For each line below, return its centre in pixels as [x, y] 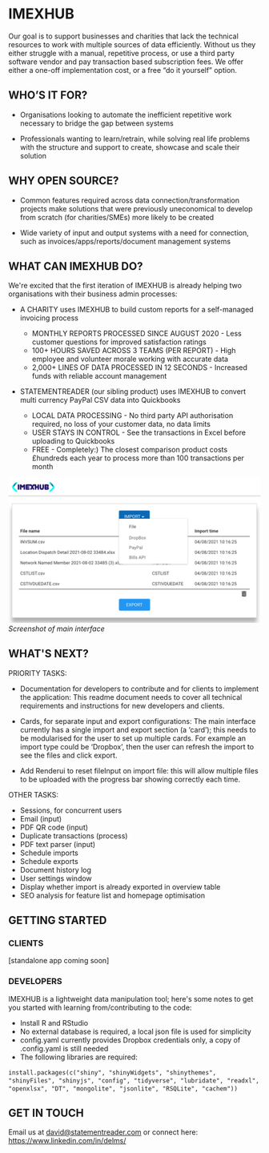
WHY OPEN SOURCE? [64, 181]
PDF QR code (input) [54, 827]
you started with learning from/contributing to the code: [100, 1007]
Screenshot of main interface [57, 629]
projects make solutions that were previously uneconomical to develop [137, 208]
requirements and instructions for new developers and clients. [122, 705]
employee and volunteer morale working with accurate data [130, 359]
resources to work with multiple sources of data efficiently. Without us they [132, 44]
